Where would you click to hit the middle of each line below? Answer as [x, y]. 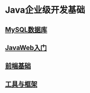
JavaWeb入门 [26, 48]
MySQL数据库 [26, 30]
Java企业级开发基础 [45, 10]
